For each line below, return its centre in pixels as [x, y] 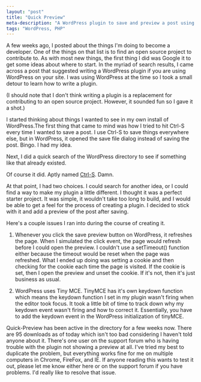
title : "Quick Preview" [36, 17]
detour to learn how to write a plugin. [52, 84]
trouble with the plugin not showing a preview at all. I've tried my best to [95, 347]
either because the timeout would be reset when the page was [92, 254]
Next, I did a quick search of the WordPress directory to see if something [96, 157]
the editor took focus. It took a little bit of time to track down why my [99, 304]
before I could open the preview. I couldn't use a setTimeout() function [102, 248]
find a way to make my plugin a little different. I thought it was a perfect [94, 193]
